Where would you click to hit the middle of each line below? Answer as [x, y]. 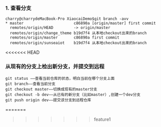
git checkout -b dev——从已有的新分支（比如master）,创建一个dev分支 [73, 94]
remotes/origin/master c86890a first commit [65, 38]
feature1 [102, 119]
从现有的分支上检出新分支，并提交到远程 [55, 67]
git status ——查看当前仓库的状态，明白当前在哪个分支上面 [60, 78]
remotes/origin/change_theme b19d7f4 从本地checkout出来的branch [78, 33]
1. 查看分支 [18, 8]
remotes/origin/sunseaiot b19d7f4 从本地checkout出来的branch [78, 43]
